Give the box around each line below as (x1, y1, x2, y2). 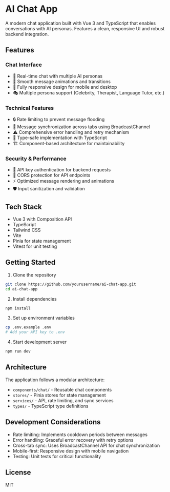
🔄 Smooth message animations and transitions (12, 78, 111, 85)
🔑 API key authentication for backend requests (12, 167, 111, 173)
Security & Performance (5, 155, 67, 162)
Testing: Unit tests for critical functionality (12, 453, 101, 459)
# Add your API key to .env (5, 329, 66, 335)
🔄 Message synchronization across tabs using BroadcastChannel (12, 124, 150, 130)
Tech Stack (5, 202, 42, 211)
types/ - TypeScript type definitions (12, 403, 89, 409)
